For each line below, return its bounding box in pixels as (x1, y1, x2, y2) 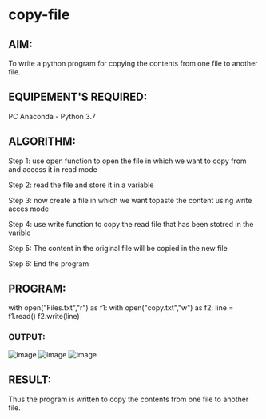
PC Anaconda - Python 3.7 (8, 111, 96, 121)
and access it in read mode (8, 164, 97, 174)
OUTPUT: (8, 332, 46, 343)
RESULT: (8, 373, 52, 387)
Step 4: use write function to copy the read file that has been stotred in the (8, 219, 254, 229)
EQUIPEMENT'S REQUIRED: (8, 90, 148, 104)
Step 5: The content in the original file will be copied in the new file (8, 243, 228, 253)
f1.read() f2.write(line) (8, 312, 80, 321)
